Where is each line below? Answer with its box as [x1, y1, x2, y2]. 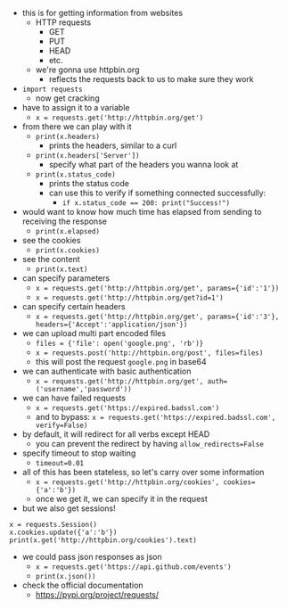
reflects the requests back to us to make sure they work [48, 74, 254, 84]
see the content [21, 254, 80, 264]
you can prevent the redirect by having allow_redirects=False [35, 439, 265, 449]
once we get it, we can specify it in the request [35, 494, 208, 504]
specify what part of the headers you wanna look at [48, 160, 239, 169]
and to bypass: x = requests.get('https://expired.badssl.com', [35, 412, 276, 422]
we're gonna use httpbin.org [35, 64, 140, 75]
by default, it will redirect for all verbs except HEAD [21, 429, 210, 440]
